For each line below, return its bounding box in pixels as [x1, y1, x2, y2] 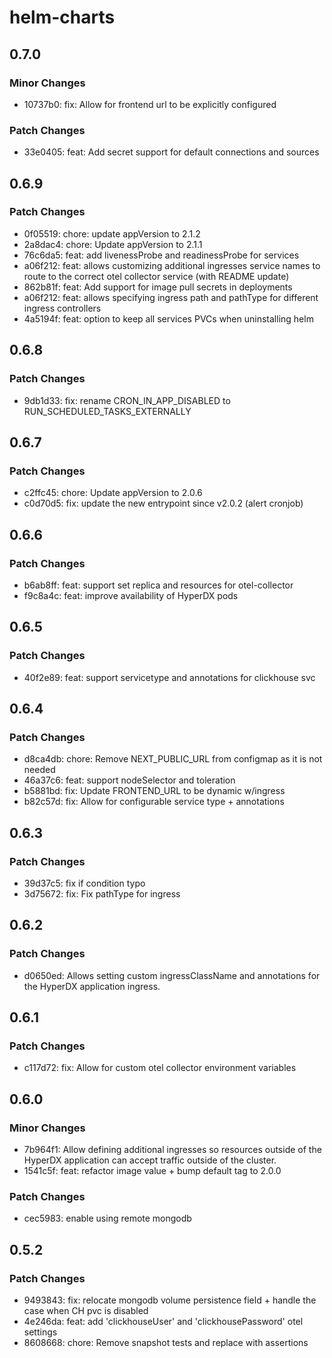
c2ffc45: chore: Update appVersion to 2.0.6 [23, 487, 203, 499]
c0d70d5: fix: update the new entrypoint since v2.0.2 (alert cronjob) [23, 497, 304, 510]
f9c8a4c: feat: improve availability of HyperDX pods [23, 589, 239, 601]
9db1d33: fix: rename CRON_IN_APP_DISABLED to [23, 394, 231, 406]
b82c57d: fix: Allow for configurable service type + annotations [23, 796, 285, 808]
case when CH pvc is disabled [23, 1305, 149, 1317]
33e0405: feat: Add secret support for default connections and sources [23, 146, 320, 158]
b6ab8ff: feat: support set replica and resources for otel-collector [23, 579, 294, 591]
